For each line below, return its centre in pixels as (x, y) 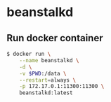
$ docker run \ (29, 54)
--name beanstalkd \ (49, 60)
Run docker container (55, 38)
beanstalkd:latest (46, 93)
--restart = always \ (48, 80)
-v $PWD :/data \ (43, 73)
